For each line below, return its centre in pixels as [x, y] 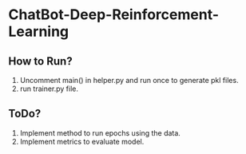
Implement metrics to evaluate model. [82, 141]
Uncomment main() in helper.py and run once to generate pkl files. [129, 80]
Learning [39, 32]
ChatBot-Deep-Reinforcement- [114, 15]
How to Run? [41, 61]
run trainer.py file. [49, 89]
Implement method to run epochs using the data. [100, 132]
